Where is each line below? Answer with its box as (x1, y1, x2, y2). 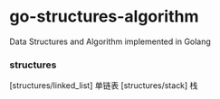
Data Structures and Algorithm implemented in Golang (9, 36, 211, 47)
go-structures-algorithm (9, 6, 199, 27)
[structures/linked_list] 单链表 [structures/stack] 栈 (9, 80, 198, 91)
